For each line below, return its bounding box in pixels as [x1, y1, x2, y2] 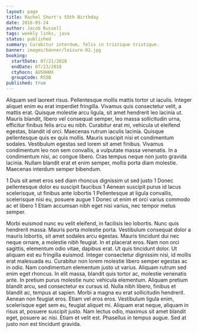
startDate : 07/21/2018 [11, 58, 67, 64]
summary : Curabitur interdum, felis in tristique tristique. [6, 42, 160, 48]
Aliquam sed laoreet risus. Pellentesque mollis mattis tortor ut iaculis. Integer [6, 96, 192, 104]
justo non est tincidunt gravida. [6, 321, 81, 327]
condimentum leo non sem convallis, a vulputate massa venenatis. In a [6, 147, 177, 154]
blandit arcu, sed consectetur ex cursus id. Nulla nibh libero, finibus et [6, 283, 176, 290]
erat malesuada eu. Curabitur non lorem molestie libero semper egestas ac [6, 258, 187, 264]
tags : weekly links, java [6, 31, 70, 37]
